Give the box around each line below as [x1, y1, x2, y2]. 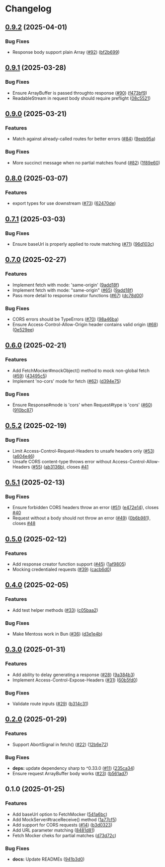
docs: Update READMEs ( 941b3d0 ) [12, 856, 85, 862]
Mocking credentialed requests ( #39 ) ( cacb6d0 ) [12, 566, 112, 572]
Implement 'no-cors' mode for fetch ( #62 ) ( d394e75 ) [12, 378, 121, 384]
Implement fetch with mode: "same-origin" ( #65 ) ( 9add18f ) [12, 287, 133, 293]
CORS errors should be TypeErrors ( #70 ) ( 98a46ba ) [12, 316, 119, 322]
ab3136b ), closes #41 [45, 464, 89, 470]
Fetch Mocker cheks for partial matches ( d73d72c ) [12, 832, 117, 838]
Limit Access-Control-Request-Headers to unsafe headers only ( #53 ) [12, 448, 155, 454]
